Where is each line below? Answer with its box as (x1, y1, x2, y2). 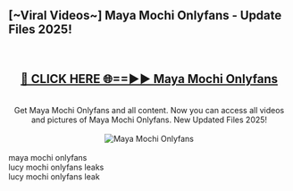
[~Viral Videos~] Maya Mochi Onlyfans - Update (8, 8, 282, 23)
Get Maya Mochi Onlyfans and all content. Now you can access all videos (13, 104, 285, 115)
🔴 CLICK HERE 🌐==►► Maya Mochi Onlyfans (20, 71, 279, 87)
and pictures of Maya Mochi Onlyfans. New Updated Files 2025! (30, 114, 268, 125)
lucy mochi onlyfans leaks (8, 162, 105, 172)
